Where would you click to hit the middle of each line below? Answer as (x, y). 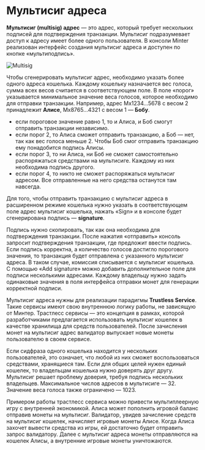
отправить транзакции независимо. (62, 128)
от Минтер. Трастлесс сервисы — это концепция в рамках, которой (95, 313)
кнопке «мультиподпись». (41, 53)
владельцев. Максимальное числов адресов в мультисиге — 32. (91, 383)
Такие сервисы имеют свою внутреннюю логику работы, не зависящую (101, 306)
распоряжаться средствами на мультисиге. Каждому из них (95, 160)
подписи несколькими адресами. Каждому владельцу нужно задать (96, 275)
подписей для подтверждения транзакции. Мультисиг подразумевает (98, 34)
